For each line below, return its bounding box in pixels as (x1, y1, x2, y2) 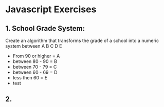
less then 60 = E (12, 75, 48, 80)
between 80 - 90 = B (12, 58, 58, 65)
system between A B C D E (5, 43, 63, 49)
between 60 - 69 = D (12, 69, 58, 75)
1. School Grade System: (5, 24, 85, 33)
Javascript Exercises (5, 4, 97, 15)
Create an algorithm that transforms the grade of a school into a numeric (5, 37, 159, 44)
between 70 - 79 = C (12, 64, 57, 70)
